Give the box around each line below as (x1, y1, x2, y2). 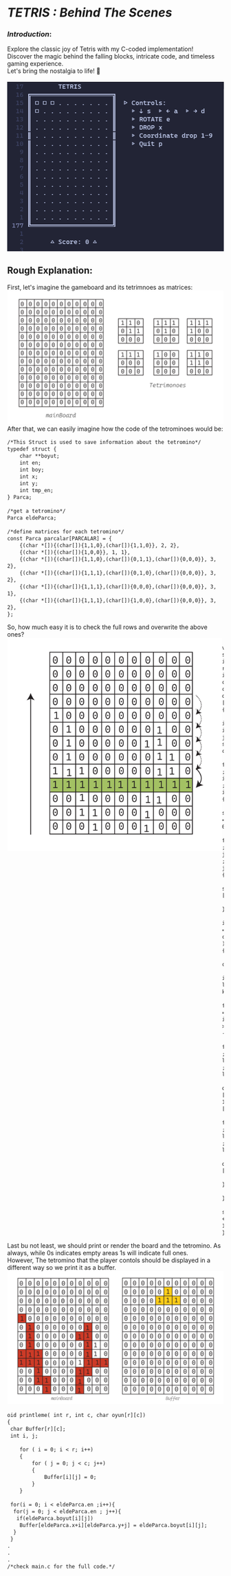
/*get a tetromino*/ (7, 507, 67, 514)
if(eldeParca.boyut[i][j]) (16, 1515, 94, 1522)
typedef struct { (7, 445, 57, 452)
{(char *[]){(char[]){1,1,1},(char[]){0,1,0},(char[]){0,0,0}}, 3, (19, 569, 217, 576)
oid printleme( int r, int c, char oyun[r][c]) (7, 1412, 146, 1418)
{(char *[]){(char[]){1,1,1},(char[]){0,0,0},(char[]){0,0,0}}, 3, (19, 583, 217, 590)
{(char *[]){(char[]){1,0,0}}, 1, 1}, (19, 549, 131, 555)
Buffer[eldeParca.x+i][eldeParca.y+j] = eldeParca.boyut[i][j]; (19, 1522, 208, 1529)
